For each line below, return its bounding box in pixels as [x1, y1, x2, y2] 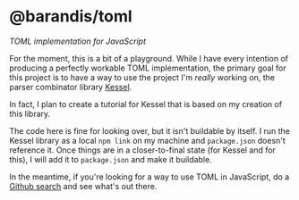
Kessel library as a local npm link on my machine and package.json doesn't [9, 135, 286, 146]
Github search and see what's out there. [9, 180, 158, 191]
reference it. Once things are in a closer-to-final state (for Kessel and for [9, 145, 276, 155]
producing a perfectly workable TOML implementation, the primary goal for [9, 62, 286, 73]
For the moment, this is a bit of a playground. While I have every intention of [9, 53, 289, 63]
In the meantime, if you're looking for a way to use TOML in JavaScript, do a [9, 171, 290, 182]
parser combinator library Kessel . [9, 81, 132, 92]
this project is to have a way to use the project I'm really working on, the [9, 71, 276, 82]
